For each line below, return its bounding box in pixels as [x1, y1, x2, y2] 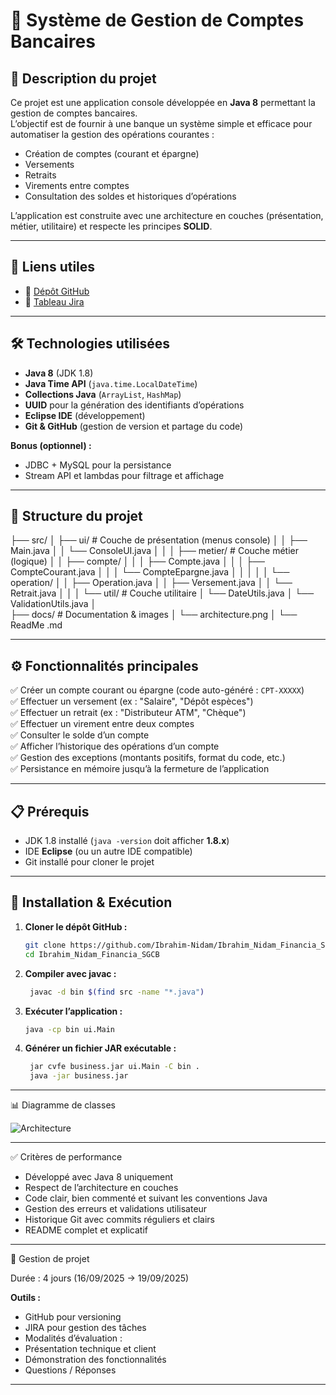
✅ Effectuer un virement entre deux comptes [10, 718, 195, 730]
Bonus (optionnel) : [10, 439, 92, 451]
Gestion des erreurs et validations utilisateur [24, 1203, 208, 1215]
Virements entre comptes [24, 180, 130, 191]
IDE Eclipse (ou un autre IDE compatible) [24, 845, 193, 858]
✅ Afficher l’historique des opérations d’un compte [10, 740, 220, 753]
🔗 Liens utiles [10, 259, 96, 276]
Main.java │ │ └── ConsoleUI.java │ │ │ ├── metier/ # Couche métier [10, 545, 300, 557]
